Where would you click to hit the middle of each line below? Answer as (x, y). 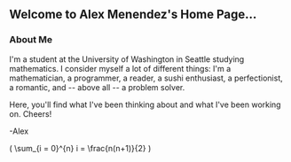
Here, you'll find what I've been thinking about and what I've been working (145, 104)
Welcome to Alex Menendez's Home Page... (133, 15)
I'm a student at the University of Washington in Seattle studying (127, 59)
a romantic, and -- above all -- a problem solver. (97, 87)
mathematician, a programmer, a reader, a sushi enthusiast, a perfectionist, (146, 78)
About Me (31, 40)
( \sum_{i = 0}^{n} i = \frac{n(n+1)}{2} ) (80, 148)
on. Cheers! (31, 113)
